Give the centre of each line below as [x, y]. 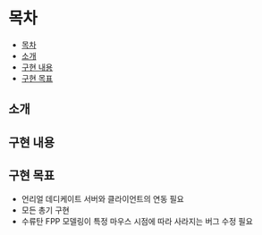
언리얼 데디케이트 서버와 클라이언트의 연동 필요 [102, 198]
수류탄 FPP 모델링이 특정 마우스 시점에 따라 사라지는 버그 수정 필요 [137, 221]
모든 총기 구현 [45, 210]
